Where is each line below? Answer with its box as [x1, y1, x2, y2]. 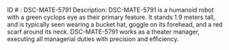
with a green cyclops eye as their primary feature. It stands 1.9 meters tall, [7, 13, 215, 21]
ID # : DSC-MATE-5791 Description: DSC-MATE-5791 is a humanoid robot [7, 6, 214, 14]
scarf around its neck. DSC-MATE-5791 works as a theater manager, [7, 27, 200, 36]
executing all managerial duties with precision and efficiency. [7, 35, 179, 43]
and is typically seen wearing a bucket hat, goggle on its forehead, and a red [7, 21, 223, 28]
